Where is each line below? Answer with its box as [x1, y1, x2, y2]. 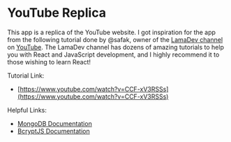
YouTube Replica [7, 5, 107, 21]
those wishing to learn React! [7, 57, 91, 66]
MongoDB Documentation [17, 119, 92, 127]
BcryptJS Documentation [17, 127, 90, 135]
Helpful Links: [7, 106, 47, 114]
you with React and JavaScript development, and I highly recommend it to [7, 50, 220, 59]
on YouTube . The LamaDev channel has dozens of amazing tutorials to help [7, 43, 225, 51]
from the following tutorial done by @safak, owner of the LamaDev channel [7, 35, 223, 43]
